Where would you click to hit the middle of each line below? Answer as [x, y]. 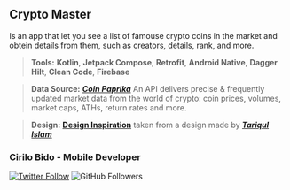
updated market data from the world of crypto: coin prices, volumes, [156, 98]
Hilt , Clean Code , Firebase [80, 72]
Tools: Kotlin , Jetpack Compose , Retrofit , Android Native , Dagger [154, 62]
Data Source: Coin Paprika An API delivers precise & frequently [148, 88]
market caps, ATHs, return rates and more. [109, 107]
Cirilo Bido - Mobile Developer [75, 156]
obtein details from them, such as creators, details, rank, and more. [132, 45]
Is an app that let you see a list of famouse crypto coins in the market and [143, 35]
